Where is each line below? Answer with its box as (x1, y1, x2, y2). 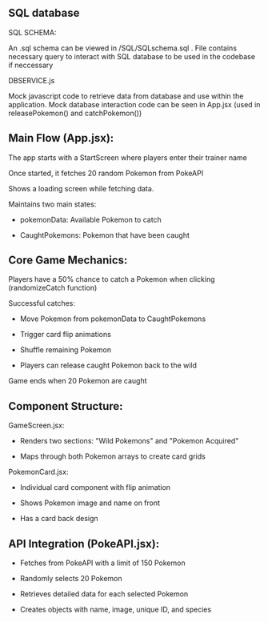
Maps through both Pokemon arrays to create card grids (19, 451, 206, 461)
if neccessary (8, 60, 54, 70)
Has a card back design (19, 514, 98, 524)
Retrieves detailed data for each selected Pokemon (19, 589, 189, 599)
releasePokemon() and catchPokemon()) (8, 108, 142, 118)
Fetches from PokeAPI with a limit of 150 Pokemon (19, 558, 186, 568)
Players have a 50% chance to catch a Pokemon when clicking (8, 275, 215, 284)
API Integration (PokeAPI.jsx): (8, 536, 160, 551)
